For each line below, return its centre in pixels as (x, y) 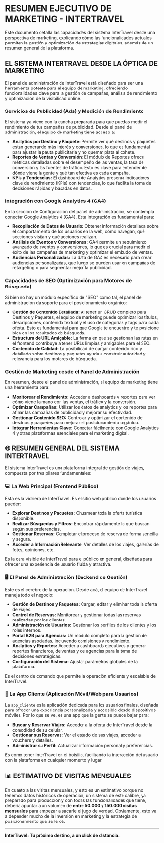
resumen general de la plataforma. (40, 48)
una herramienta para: (27, 387)
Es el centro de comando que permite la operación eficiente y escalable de (81, 676)
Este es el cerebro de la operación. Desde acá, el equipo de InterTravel (76, 590)
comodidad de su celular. (38, 730)
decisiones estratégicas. (37, 656)
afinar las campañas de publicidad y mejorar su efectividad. (72, 412)
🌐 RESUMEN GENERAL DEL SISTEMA (62, 449)
